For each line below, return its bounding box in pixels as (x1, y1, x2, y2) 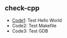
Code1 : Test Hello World (12, 17, 62, 23)
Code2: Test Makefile (12, 22, 56, 28)
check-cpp (5, 4, 40, 12)
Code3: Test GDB (12, 27, 48, 34)
